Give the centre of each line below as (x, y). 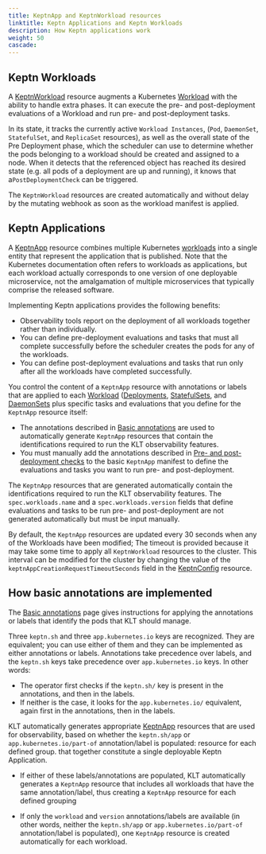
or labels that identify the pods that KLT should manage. (100, 620)
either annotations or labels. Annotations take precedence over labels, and (130, 653)
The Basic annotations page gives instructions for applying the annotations (131, 612)
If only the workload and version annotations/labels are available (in (130, 816)
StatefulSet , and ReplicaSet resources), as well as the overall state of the (129, 137)
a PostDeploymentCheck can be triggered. (73, 179)
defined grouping (48, 801)
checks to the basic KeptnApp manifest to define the (145, 461)
